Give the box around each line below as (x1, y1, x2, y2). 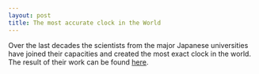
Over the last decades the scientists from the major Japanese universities (8, 40, 249, 50)
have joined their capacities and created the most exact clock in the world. (8, 49, 252, 58)
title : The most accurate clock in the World (8, 19, 161, 27)
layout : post (8, 11, 51, 20)
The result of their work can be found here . (8, 57, 149, 67)
